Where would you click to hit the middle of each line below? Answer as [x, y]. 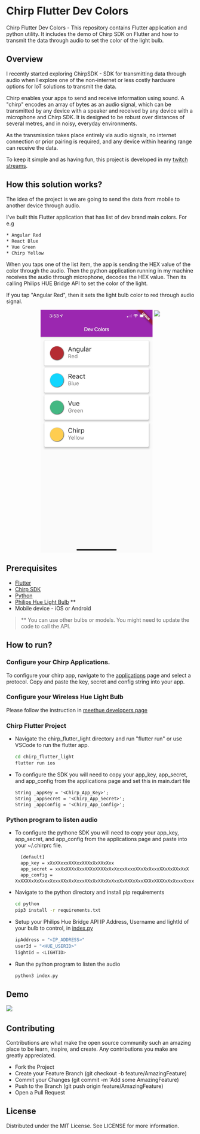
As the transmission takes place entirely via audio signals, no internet [91, 135]
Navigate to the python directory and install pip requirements [90, 892]
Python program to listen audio [52, 819]
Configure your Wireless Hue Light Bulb [65, 697]
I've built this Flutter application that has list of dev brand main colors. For [96, 217]
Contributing [30, 1028]
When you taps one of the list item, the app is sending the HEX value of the [99, 264]
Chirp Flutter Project [36, 725]
